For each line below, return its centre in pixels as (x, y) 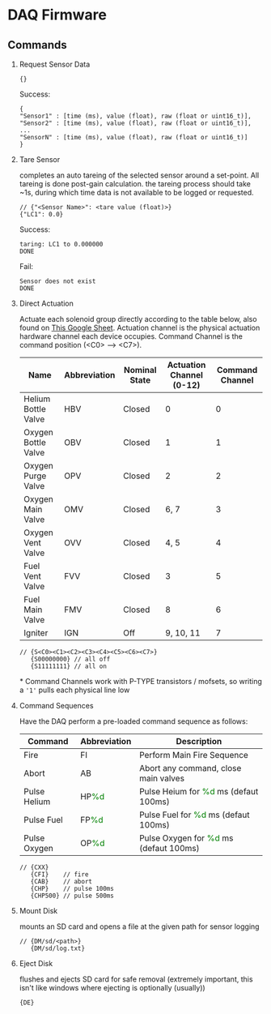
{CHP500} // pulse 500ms (72, 896)
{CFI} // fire (59, 875)
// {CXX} (34, 867)
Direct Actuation (47, 303)
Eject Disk (36, 963)
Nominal (140, 370)
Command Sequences (56, 706)
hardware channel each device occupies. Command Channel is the (131, 336)
